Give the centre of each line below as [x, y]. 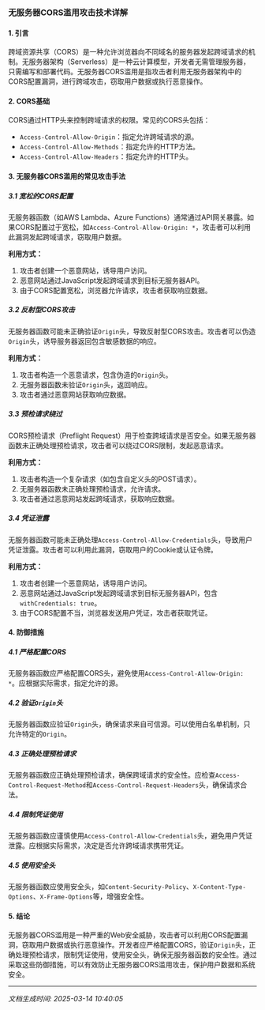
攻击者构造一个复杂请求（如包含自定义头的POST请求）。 [110, 479]
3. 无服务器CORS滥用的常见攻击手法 [67, 176]
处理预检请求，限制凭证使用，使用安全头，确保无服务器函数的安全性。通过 [136, 955]
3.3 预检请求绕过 [35, 414]
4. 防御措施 [26, 632]
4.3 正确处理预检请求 [42, 753]
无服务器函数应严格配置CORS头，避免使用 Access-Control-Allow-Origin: [126, 673]
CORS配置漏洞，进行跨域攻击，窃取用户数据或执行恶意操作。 [108, 81]
